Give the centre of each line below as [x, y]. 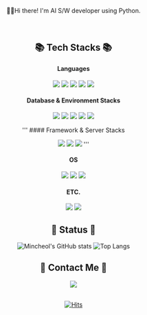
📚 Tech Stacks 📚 [73, 48]
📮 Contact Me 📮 [73, 268]
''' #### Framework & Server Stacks [73, 130]
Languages [73, 68]
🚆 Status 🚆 [73, 229]
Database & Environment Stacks [73, 100]
